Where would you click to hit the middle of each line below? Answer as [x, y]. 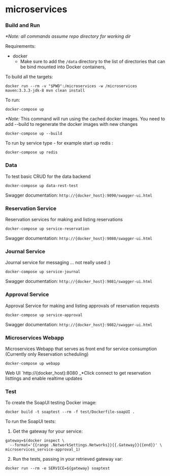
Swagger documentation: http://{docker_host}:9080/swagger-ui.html [79, 239]
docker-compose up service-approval [44, 315]
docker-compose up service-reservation [47, 229]
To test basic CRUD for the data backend [48, 176]
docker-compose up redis [31, 152]
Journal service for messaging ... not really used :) [58, 262]
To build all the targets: [29, 77]
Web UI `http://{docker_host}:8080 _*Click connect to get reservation [78, 373]
